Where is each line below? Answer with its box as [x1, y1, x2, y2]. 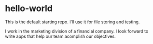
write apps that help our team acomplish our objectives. [5, 33, 116, 39]
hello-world [5, 3, 53, 14]
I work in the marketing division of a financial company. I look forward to [5, 28, 149, 34]
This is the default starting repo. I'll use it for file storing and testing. [5, 19, 140, 25]
